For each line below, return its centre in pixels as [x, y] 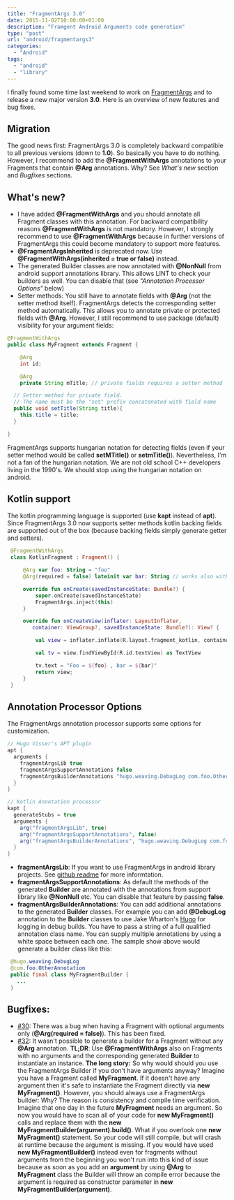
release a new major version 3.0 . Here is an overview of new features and [113, 99]
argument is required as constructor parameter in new [95, 1182]
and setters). [25, 538]
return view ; [54, 672]
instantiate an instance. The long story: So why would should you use [118, 1063]
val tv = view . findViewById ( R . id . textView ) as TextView [118, 653]
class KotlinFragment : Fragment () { [65, 557]
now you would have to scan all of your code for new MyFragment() [116, 1115]
